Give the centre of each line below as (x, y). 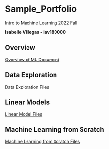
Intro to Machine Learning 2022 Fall (41, 23)
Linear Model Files (24, 114)
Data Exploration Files (27, 87)
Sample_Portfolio (41, 9)
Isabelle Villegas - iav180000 (36, 32)
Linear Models (27, 102)
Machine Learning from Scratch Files (42, 142)
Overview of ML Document (32, 60)
